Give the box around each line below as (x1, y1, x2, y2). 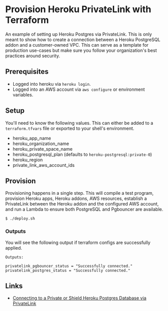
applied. (5, 245, 22, 251)
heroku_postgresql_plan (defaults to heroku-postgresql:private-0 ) (12, 151, 152, 157)
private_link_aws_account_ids (12, 162, 75, 168)
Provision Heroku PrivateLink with (5, 4, 151, 15)
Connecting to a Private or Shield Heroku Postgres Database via (12, 295, 147, 301)
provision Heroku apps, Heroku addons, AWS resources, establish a (5, 195, 147, 201)
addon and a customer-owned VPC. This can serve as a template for (5, 42, 149, 48)
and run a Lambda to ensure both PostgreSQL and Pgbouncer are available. (5, 206, 163, 213)
